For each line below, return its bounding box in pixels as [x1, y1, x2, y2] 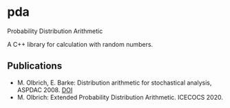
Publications [7, 60, 63, 72]
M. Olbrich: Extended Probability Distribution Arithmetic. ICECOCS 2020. [17, 93, 224, 101]
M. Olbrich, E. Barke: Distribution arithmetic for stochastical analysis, [17, 78, 212, 87]
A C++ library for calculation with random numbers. [7, 40, 154, 48]
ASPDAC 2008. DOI [17, 85, 73, 94]
